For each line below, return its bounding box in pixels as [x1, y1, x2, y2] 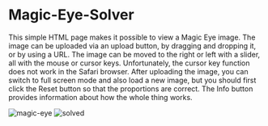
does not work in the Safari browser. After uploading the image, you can [8, 66, 249, 76]
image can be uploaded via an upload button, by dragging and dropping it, [8, 40, 257, 50]
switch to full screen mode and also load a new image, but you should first [8, 75, 257, 85]
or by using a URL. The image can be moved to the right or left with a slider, [8, 49, 261, 59]
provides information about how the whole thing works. [8, 92, 193, 102]
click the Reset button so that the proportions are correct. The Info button [8, 83, 253, 94]
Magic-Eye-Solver [8, 6, 135, 24]
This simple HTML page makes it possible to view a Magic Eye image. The [8, 32, 256, 42]
